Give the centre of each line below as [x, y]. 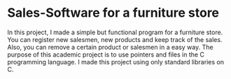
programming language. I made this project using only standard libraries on [115, 62]
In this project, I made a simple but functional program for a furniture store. [115, 32]
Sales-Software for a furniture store [113, 13]
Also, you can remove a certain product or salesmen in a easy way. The [110, 47]
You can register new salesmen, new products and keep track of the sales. [115, 39]
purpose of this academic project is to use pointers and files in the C [106, 55]
